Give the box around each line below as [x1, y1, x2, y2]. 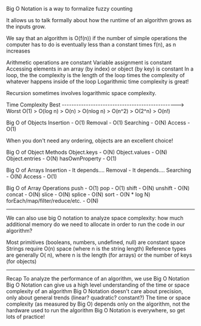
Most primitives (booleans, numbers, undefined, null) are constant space [6, 239, 185, 246]
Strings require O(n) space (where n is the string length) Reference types [6, 245, 187, 252]
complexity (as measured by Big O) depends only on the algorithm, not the [6, 300, 190, 307]
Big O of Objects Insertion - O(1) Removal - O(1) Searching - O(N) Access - [6, 119, 190, 126]
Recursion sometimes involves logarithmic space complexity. [6, 90, 157, 96]
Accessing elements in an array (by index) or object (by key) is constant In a [6, 65, 194, 72]
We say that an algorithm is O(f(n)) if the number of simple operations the [6, 35, 187, 41]
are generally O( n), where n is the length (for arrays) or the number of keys [6, 251, 193, 258]
